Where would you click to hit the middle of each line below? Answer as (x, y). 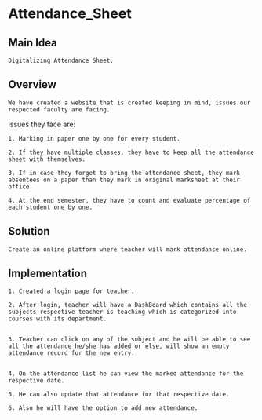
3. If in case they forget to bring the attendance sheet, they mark (124, 173)
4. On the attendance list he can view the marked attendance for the (126, 374)
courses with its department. (58, 319)
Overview (33, 84)
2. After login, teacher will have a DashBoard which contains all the (127, 305)
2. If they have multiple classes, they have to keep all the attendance (131, 152)
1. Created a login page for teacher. (71, 291)
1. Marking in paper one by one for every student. (94, 138)
